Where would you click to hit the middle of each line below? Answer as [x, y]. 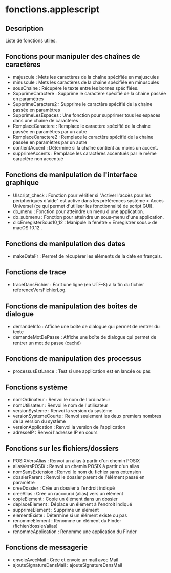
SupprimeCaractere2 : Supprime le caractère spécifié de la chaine [82, 104]
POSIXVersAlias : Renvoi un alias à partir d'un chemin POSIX [76, 461]
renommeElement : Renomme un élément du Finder [67, 520]
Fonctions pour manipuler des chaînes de [73, 57]
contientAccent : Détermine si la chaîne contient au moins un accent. [85, 147]
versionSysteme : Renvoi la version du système [62, 410]
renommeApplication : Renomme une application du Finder [74, 532]
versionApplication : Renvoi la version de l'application [69, 427]
